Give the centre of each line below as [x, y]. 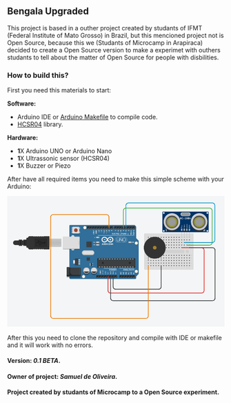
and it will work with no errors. [50, 345]
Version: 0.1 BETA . [34, 361]
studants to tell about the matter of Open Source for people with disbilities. [113, 57]
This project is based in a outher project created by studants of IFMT [105, 28]
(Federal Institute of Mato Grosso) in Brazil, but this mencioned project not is [115, 35]
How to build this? [38, 75]
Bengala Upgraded [48, 11]
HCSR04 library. [40, 124]
